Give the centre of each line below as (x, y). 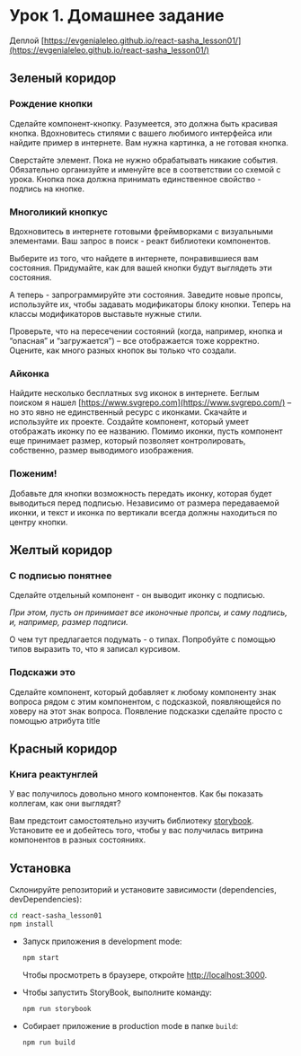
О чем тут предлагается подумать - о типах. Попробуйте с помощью (142, 639)
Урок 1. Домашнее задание (117, 16)
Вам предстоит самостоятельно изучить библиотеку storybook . (132, 821)
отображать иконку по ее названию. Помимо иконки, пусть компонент (146, 431)
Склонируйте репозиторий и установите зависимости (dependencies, (143, 889)
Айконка (29, 374)
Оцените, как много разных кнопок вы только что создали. (123, 350)
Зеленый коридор (63, 79)
